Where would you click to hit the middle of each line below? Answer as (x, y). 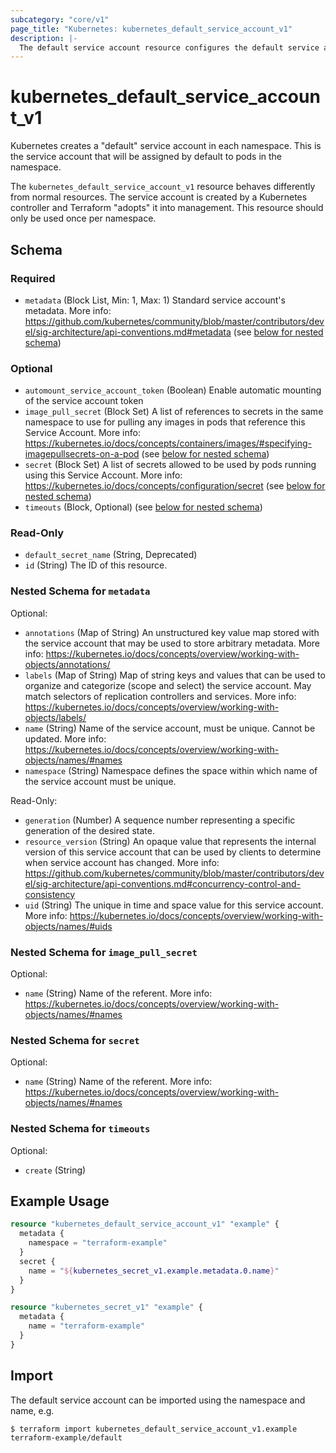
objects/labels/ (55, 717)
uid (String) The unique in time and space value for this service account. (174, 905)
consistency (50, 894)
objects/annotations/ (67, 664)
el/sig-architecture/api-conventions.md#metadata (128, 332)
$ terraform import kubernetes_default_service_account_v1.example (154, 1429)
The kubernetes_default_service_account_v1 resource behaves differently (163, 187)
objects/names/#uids (68, 926)
